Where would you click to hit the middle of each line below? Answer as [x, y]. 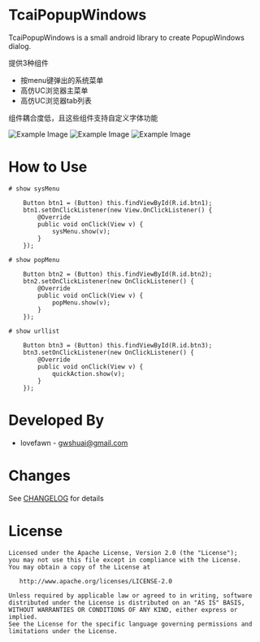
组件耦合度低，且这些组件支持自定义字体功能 [83, 118]
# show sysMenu [34, 189]
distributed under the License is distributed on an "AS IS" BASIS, [127, 603]
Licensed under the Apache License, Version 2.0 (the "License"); [123, 552]
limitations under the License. [63, 631]
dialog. [20, 46]
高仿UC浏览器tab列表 [56, 100]
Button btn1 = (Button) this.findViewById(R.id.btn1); [118, 203]
